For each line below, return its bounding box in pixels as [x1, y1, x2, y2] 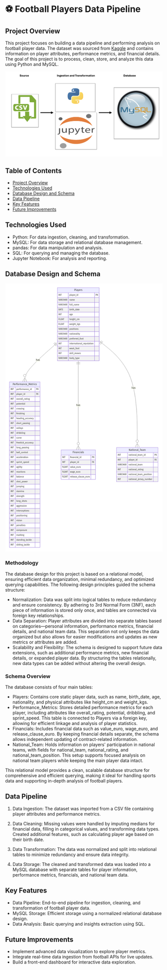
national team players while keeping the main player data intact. [12, 757, 144, 763]
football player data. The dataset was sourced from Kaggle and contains [5, 45, 154, 51]
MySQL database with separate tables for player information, [12, 866, 138, 872]
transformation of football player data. [12, 905, 91, 911]
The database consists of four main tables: [5, 684, 93, 690]
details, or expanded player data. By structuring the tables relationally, [12, 655, 157, 661]
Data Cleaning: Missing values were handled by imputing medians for [12, 820, 155, 826]
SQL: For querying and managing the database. [12, 250, 110, 256]
